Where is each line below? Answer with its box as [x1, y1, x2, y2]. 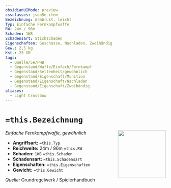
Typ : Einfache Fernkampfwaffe [5, 21, 70, 27]
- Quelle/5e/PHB [10, 60, 44, 65]
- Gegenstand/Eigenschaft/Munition [10, 74, 85, 79]
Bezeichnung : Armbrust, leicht [5, 17, 72, 22]
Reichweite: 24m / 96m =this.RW [12, 145, 82, 151]
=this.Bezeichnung [5, 115, 83, 125]
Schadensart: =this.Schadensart [12, 156, 82, 162]
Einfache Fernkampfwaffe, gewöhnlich [5, 130, 87, 136]
